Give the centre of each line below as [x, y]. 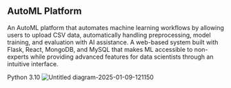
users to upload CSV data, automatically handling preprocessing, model [109, 35]
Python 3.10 [24, 77]
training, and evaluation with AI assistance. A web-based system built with [113, 42]
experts [18, 57]
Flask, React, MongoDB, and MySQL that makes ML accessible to [100, 49]
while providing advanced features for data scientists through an [122, 57]
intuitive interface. [33, 63]
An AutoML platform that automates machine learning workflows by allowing [115, 27]
